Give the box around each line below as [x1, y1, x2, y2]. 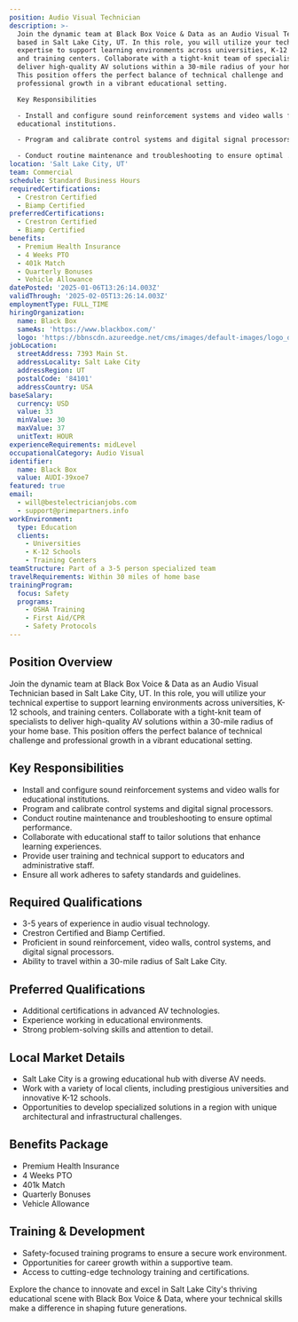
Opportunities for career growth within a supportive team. [21, 1257, 233, 1268]
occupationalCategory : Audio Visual [9, 448, 145, 457]
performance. [21, 822, 73, 833]
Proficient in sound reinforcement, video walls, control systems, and [21, 938, 271, 948]
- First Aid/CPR [25, 614, 86, 622]
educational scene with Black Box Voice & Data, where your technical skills [9, 1293, 283, 1303]
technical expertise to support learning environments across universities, [9, 697, 276, 708]
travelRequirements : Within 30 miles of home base [9, 572, 200, 582]
